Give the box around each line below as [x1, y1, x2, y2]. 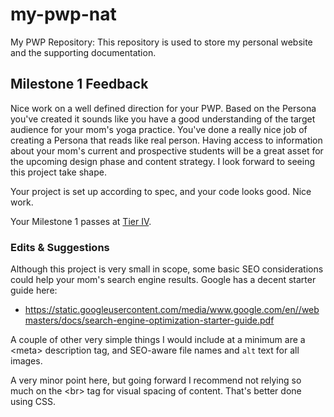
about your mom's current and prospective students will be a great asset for [10, 144, 324, 157]
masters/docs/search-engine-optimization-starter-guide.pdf [24, 314, 275, 327]
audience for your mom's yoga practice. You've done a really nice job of [10, 123, 308, 135]
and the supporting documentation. [10, 46, 157, 58]
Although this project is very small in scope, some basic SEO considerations [10, 263, 324, 275]
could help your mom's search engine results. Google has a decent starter [10, 274, 317, 286]
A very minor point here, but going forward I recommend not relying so [10, 374, 302, 387]
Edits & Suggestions [10, 240, 110, 254]
